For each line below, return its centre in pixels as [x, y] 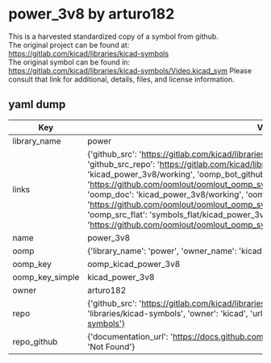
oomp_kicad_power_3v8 [134, 264]
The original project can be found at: [69, 44]
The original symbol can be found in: [69, 62]
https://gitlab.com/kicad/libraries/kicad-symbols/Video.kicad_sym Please [130, 70]
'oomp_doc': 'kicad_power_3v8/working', [166, 194]
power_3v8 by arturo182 [92, 14]
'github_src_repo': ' [123, 164]
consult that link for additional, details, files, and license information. [122, 79]
